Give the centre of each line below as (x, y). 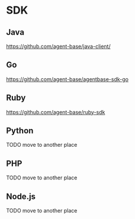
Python (20, 131)
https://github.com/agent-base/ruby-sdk (56, 112)
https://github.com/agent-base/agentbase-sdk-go (67, 79)
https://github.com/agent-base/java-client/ (58, 46)
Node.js (21, 196)
